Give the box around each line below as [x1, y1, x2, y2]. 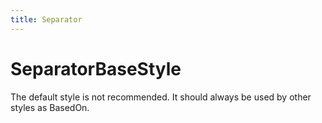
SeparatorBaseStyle [10, 57, 182, 80]
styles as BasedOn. [10, 101, 90, 113]
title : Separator [10, 14, 83, 25]
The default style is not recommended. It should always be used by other [10, 91, 312, 103]
